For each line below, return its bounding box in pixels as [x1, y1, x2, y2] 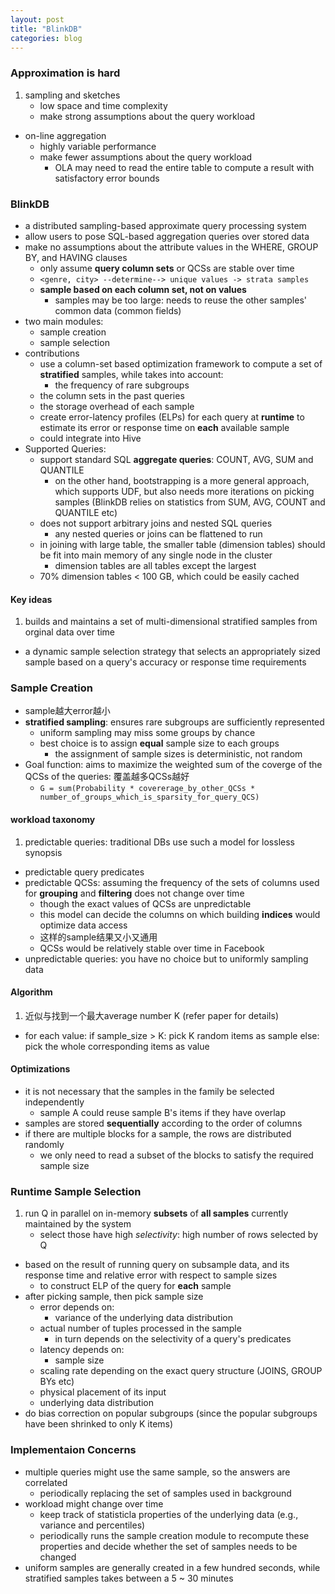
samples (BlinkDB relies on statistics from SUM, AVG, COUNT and [54, 496, 326, 508]
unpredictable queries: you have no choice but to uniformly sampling [24, 952, 309, 965]
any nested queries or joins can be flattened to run [54, 527, 263, 540]
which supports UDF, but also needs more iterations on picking [54, 485, 315, 497]
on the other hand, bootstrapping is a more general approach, [54, 474, 310, 486]
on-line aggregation [24, 129, 107, 141]
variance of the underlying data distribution [54, 1312, 233, 1324]
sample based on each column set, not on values [39, 283, 247, 295]
